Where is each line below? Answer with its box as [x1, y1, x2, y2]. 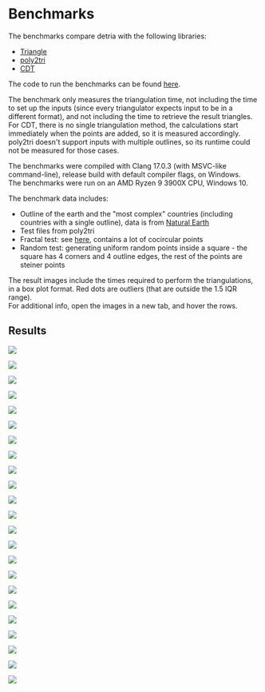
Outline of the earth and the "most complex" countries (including [19, 209, 233, 218]
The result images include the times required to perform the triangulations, [8, 275, 254, 284]
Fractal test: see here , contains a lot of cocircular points [19, 234, 204, 244]
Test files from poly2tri [19, 225, 95, 236]
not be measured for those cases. [8, 145, 120, 155]
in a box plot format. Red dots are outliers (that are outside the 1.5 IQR [8, 284, 237, 293]
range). [8, 292, 33, 302]
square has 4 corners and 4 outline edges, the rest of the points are [19, 251, 243, 260]
